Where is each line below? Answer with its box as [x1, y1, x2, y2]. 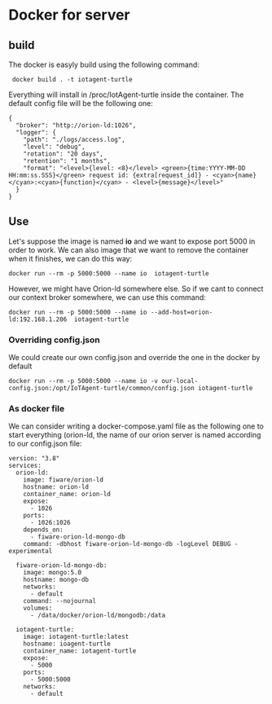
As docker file [8, 403, 65, 415]
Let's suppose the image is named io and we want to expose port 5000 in [8, 236, 256, 246]
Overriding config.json [8, 334, 100, 345]
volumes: [23, 605, 53, 613]
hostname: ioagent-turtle [23, 640, 112, 649]
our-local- [161, 377, 199, 385]
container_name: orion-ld [23, 491, 112, 499]
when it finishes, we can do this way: [8, 253, 133, 263]
